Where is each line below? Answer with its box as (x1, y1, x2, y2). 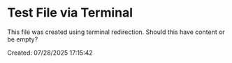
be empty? (7, 35, 38, 43)
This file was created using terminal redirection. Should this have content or (7, 28, 225, 36)
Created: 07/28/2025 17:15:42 (7, 48, 93, 57)
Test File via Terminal (7, 5, 133, 21)
